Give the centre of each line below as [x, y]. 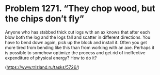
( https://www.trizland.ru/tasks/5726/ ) [42, 67]
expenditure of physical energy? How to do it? [51, 58]
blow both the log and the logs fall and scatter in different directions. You [78, 37]
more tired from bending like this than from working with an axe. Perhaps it [80, 47]
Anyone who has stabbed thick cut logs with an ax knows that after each [78, 32]
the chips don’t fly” [45, 19]
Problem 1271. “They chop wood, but [80, 8]
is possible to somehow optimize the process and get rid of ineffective [75, 52]
